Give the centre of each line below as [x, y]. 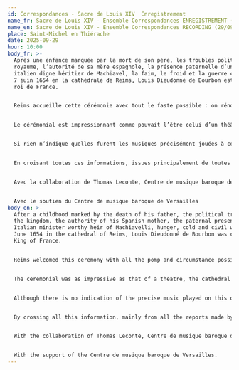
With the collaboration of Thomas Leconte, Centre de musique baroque [121, 336]
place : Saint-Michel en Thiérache [59, 34]
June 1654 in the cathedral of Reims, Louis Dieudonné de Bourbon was [121, 234]
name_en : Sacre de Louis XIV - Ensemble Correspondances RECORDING [110, 27]
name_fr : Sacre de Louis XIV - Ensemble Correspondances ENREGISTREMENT [117, 21]
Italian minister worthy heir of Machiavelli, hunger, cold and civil [121, 228]
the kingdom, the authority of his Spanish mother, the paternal [113, 221]
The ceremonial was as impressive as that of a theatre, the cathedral [122, 279]
